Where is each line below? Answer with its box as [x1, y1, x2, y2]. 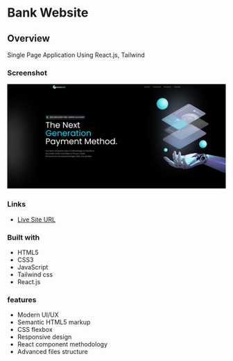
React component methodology [17, 340, 108, 349]
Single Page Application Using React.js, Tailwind [7, 51, 146, 59]
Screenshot [7, 68, 47, 78]
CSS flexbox [17, 326, 53, 334]
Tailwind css [17, 270, 53, 279]
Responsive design [17, 333, 72, 341]
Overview [7, 33, 51, 44]
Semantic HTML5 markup [17, 318, 91, 326]
